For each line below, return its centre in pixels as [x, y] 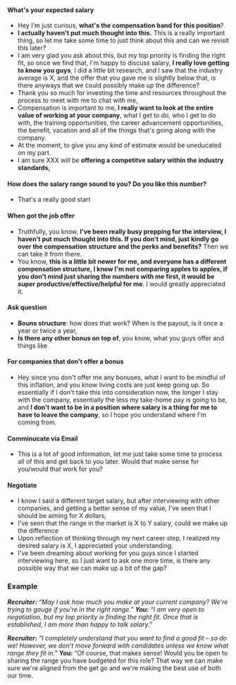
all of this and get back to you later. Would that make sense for [108, 462]
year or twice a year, [47, 331]
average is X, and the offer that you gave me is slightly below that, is [117, 78]
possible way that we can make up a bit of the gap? [92, 568]
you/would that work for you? [60, 469]
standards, [34, 168]
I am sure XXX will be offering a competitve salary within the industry [120, 160]
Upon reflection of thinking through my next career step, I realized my [119, 538]
